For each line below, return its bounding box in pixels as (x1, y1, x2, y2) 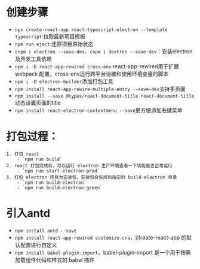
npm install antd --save (14, 228, 77, 234)
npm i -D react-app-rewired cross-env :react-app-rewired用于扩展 (14, 62, 179, 69)
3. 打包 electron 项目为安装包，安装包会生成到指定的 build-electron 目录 (6, 174, 177, 180)
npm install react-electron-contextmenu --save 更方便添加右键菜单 (14, 106, 183, 114)
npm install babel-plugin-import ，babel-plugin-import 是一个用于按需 (14, 249, 191, 256)
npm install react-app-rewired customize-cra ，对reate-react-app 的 (14, 234, 187, 241)
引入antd (6, 207, 51, 220)
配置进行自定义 (20, 241, 57, 249)
